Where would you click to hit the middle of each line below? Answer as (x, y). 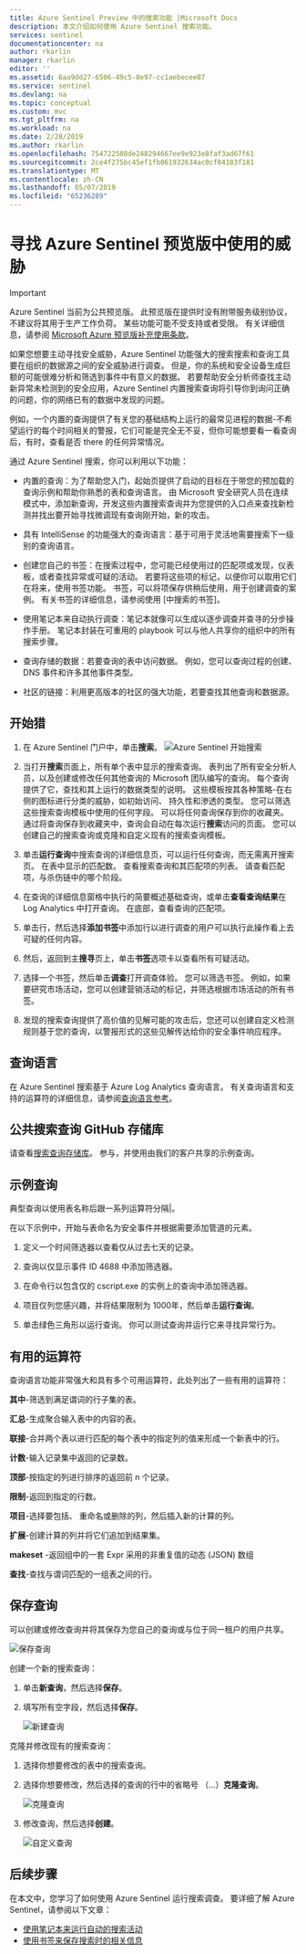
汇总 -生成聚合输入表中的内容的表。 (75, 1419)
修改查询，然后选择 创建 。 (71, 1823)
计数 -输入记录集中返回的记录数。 (71, 1458)
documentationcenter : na (56, 43)
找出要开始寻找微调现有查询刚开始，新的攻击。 (127, 515)
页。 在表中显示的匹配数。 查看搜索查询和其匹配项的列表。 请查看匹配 (153, 866)
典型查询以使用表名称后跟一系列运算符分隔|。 (95, 1208)
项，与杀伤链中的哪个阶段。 (75, 877)
